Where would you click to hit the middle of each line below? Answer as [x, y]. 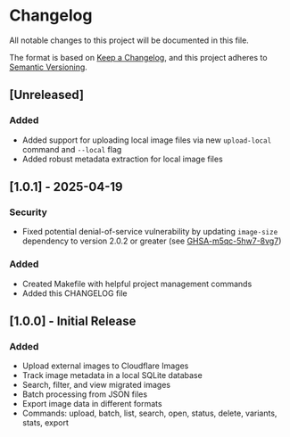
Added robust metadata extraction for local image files [122, 159]
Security [28, 212]
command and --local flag [72, 149]
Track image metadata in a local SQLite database [112, 375]
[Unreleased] [47, 95]
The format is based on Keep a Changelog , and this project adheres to [138, 57]
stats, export [46, 423]
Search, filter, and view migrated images [96, 385]
